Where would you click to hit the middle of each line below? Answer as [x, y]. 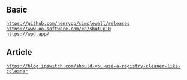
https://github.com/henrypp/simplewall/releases [68, 23]
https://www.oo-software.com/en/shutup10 [59, 29]
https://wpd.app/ [28, 34]
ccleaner [17, 71]
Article [19, 52]
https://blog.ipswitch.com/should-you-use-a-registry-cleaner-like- [93, 66]
